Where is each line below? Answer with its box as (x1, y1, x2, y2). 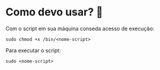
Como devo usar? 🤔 (5, 5, 103, 19)
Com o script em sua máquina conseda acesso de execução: (5, 25, 155, 32)
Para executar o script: (5, 47, 61, 54)
